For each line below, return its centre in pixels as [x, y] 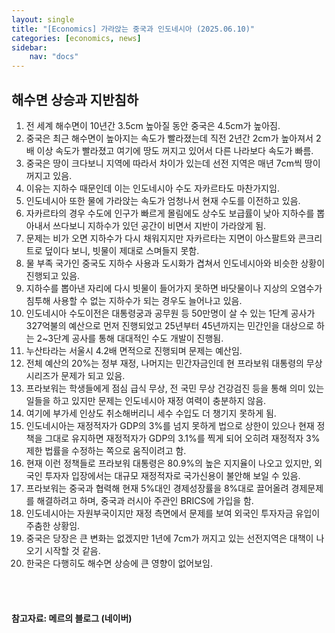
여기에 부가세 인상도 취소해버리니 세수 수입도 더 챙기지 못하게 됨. [151, 413]
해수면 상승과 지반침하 [75, 99]
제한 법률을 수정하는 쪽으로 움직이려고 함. [106, 450]
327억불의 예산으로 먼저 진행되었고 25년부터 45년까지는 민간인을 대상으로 [170, 325]
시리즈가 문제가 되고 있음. [75, 375]
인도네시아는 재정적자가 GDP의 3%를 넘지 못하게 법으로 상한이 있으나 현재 [170, 425]
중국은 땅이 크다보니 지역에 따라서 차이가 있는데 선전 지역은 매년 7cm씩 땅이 [173, 163]
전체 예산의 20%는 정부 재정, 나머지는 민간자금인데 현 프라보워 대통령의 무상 [174, 363]
